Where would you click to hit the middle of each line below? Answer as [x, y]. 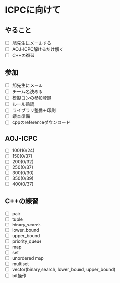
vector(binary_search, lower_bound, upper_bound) [64, 269]
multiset [20, 264]
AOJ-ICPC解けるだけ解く [38, 49]
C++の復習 [23, 56]
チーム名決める [27, 92]
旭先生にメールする [32, 43]
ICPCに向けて [33, 10]
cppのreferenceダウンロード [41, 122]
